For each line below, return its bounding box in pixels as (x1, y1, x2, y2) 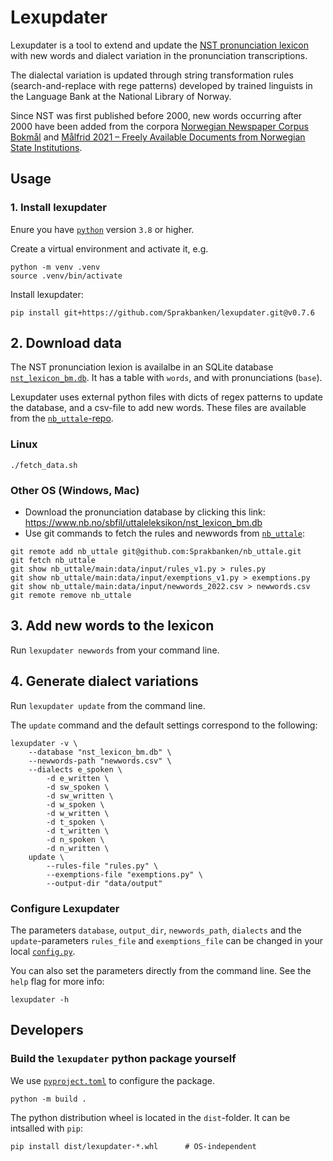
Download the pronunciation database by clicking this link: (24, 506, 266, 518)
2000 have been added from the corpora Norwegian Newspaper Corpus (10, 120, 309, 132)
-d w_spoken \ (46, 799, 105, 810)
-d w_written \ (46, 808, 110, 818)
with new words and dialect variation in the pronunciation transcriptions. (10, 49, 308, 61)
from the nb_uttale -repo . (10, 412, 114, 425)
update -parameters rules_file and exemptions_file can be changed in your (10, 934, 323, 946)
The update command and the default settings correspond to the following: (10, 719, 318, 731)
